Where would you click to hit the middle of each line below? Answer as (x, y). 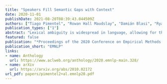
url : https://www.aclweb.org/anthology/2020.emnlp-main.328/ (74, 60)
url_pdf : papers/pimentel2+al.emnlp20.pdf (50, 74)
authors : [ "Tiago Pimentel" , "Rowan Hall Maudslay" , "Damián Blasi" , (79, 23)
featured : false (22, 38)
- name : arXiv (20, 65)
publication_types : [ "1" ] (32, 28)
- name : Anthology (24, 56)
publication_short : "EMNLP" (34, 46)
